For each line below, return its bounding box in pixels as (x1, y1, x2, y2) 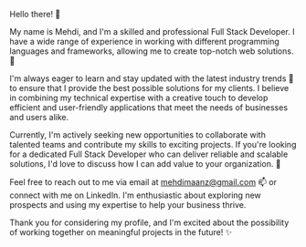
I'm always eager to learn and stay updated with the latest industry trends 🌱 (9, 73, 294, 84)
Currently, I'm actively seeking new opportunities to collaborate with (9, 129, 267, 140)
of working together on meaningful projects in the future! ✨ (9, 227, 233, 237)
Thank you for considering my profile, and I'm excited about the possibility (9, 217, 290, 228)
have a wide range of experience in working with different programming (9, 36, 280, 46)
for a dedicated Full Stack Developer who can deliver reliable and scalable (9, 149, 289, 160)
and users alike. (9, 112, 69, 122)
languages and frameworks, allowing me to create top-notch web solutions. (9, 46, 294, 57)
